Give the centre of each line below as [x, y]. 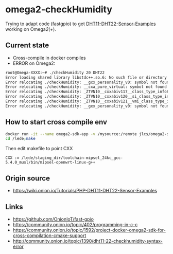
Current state [27, 46]
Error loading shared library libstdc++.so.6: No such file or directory [86, 77]
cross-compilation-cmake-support [49, 235]
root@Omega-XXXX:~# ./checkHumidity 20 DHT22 [55, 72]
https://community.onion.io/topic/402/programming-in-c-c [75, 224]
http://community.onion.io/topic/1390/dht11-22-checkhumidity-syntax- [88, 241]
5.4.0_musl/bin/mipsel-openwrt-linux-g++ [50, 162]
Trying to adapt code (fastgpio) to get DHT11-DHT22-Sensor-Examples [81, 24]
